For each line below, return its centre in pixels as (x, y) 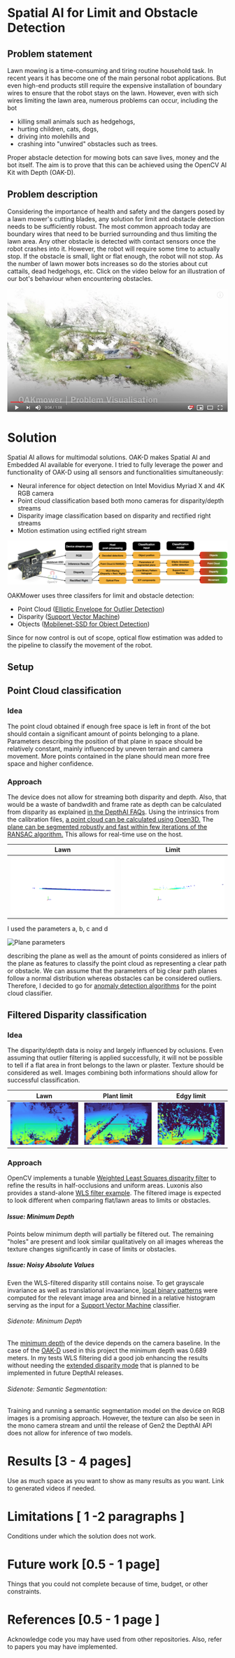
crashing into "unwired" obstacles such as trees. (87, 144)
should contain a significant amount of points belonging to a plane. (104, 733)
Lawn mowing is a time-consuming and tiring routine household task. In (110, 71)
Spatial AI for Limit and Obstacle (102, 13)
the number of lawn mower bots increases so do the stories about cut (108, 263)
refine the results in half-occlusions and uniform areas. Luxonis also (105, 1185)
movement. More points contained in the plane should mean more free (109, 756)
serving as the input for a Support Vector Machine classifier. (94, 1305)
